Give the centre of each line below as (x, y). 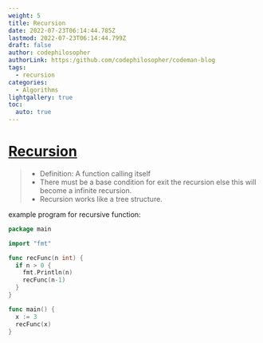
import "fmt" (30, 243)
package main (30, 229)
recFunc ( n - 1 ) (44, 280)
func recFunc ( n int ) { (46, 258)
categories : (28, 82)
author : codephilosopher (49, 53)
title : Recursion (37, 23)
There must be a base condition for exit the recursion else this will (148, 182)
